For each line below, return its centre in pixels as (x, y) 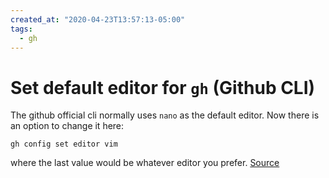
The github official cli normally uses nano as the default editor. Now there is (165, 115)
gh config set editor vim (64, 144)
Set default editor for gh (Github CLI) (163, 87)
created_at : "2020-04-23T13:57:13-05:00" (98, 19)
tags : (21, 29)
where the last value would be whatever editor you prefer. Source (145, 163)
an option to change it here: (67, 126)
